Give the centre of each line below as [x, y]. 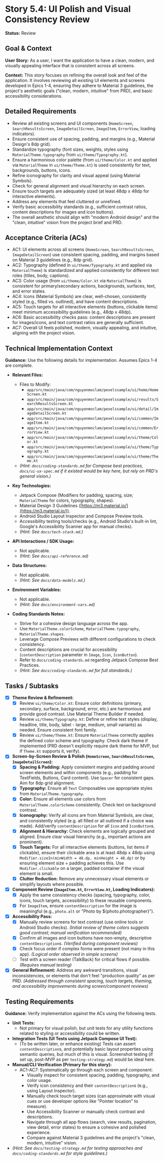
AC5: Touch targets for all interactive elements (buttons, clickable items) [85, 307]
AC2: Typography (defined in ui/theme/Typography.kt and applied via [82, 265]
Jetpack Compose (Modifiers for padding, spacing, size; [76, 495]
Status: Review [21, 33]
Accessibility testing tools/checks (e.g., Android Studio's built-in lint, [88, 521]
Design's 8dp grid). [32, 144]
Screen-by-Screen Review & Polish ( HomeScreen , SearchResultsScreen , [83, 756]
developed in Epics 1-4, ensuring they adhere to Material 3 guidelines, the [79, 85]
